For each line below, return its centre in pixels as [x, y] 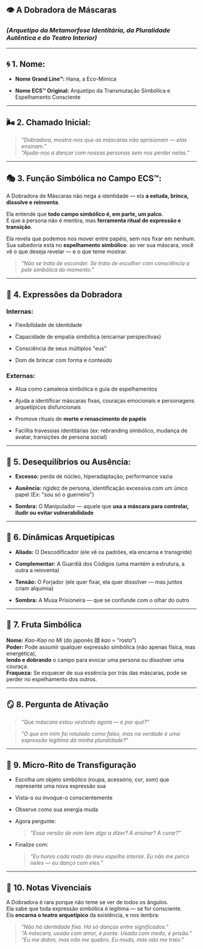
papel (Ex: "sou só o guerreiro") [55, 494]
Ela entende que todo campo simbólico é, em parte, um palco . [85, 214]
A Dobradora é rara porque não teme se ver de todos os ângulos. [87, 902]
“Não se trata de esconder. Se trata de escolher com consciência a [105, 263]
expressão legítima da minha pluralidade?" [75, 740]
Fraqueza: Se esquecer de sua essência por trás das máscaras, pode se [97, 673]
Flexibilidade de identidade [49, 325]
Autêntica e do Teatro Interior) [52, 38]
